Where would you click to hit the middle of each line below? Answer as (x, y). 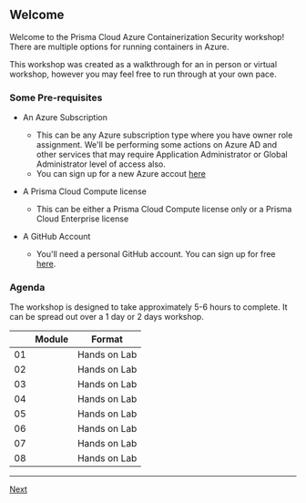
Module (52, 339)
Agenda (27, 288)
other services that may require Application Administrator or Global (162, 155)
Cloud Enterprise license (82, 219)
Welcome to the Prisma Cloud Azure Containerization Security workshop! (147, 36)
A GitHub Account (56, 237)
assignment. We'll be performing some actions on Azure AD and (157, 145)
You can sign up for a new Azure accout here (121, 174)
